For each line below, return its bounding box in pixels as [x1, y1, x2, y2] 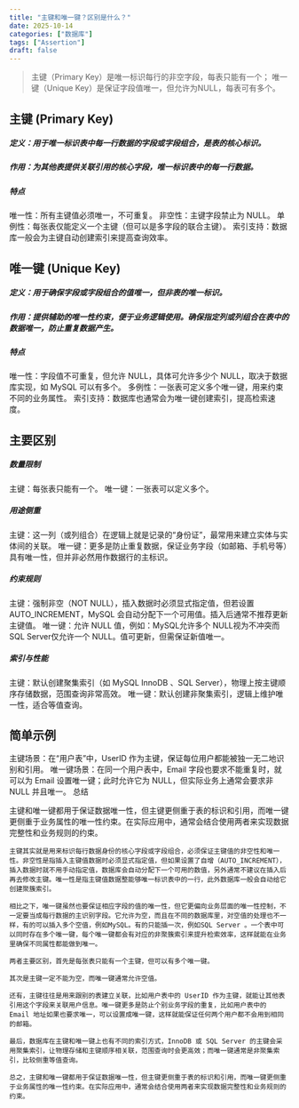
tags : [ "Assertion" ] [9, 37, 86, 47]
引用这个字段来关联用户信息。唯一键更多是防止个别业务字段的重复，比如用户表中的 [9, 1001, 267, 1010]
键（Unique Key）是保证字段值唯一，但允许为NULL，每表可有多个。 [30, 83, 281, 93]
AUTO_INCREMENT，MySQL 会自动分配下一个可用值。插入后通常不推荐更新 [9, 608, 288, 619]
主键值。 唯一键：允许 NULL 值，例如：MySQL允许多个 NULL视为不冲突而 [9, 620, 280, 630]
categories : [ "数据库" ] [9, 29, 93, 38]
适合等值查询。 [32, 699, 87, 710]
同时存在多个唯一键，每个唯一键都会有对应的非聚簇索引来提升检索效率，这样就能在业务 [15, 930, 287, 939]
